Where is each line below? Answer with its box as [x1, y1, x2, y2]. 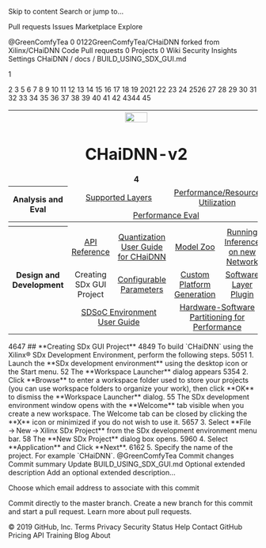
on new [228, 247, 256, 258]
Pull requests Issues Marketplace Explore [8, 22, 143, 31]
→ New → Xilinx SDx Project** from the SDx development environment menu [8, 426, 257, 436]
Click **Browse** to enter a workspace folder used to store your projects [8, 376, 249, 385]
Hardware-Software [179, 302, 256, 313]
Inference [224, 236, 260, 248]
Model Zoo [174, 241, 215, 252]
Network [226, 256, 259, 267]
